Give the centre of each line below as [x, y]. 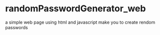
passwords [17, 27]
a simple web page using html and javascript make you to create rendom [80, 22]
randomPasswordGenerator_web [76, 9]
